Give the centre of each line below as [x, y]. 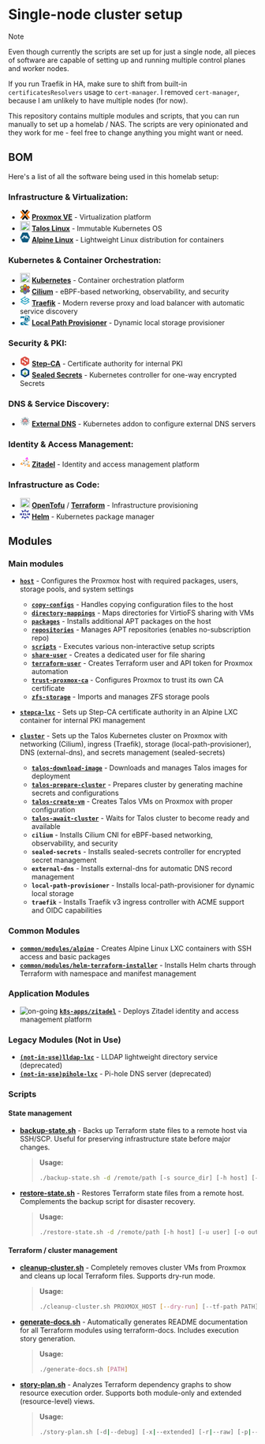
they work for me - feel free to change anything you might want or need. [126, 133]
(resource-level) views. [57, 1401]
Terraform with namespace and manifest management [108, 973]
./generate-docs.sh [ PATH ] [84, 1370]
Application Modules [49, 994]
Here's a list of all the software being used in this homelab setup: [114, 176]
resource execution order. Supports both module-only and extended [131, 1393]
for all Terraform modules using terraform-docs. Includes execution [129, 1330]
